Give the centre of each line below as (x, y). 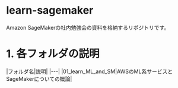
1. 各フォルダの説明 (53, 54)
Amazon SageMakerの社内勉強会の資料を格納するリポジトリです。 (88, 27)
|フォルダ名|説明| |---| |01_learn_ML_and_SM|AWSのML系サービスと (90, 71)
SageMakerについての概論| (39, 78)
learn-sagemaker (50, 10)
